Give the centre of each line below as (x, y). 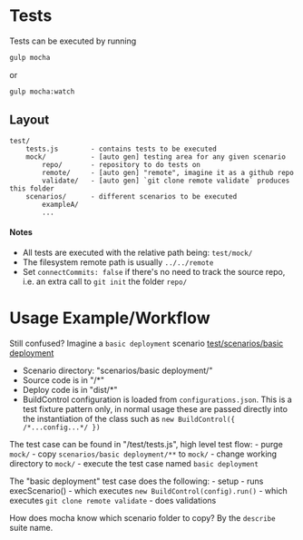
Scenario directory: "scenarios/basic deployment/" (117, 370)
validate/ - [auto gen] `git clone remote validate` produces (166, 181)
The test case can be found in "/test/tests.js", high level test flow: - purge (146, 444)
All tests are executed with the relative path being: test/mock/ (137, 252)
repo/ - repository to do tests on (122, 164)
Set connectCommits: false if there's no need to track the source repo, (154, 271)
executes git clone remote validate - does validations (113, 500)
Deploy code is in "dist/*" (70, 389)
